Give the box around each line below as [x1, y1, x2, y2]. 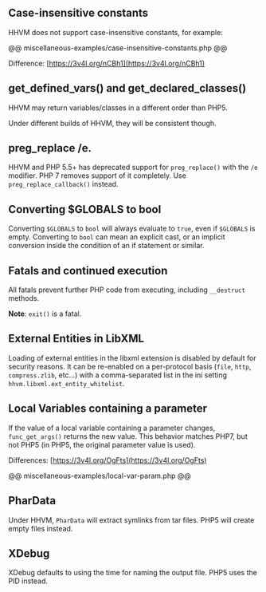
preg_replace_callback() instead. [8, 180, 119, 189]
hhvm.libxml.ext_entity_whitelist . [8, 378, 125, 388]
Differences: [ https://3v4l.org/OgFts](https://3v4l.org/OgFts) [8, 455, 207, 465]
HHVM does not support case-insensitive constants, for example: [8, 27, 223, 37]
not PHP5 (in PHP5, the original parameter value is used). [8, 440, 196, 449]
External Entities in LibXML [8, 332, 145, 345]
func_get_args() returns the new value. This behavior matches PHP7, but [8, 431, 248, 441]
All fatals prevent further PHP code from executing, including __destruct [8, 285, 245, 294]
